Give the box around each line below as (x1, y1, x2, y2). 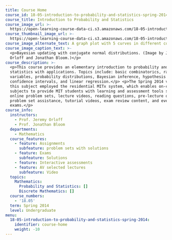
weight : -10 (14, 227, 40, 232)
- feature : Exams (14, 151, 52, 156)
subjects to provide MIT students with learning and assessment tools (10, 88, 164, 94)
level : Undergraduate (10, 208, 56, 213)
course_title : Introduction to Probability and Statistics (5, 17, 134, 22)
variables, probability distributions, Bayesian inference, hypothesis (10, 74, 166, 79)
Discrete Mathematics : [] (18, 189, 74, 194)
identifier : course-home (14, 222, 68, 227)
